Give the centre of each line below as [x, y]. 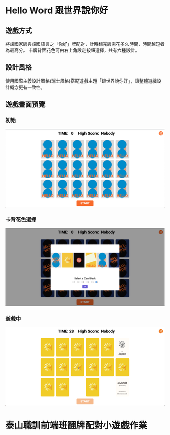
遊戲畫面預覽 [25, 105]
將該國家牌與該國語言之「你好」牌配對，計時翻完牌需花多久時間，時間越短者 [85, 44]
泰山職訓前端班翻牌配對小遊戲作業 [76, 426]
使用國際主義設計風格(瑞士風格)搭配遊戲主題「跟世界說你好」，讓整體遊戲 [81, 81]
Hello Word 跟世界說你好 [57, 10]
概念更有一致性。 [27, 87]
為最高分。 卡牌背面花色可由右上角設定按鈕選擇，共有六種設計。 [72, 50]
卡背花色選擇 [21, 219]
